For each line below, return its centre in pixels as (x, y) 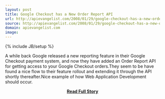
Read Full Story (82, 91)
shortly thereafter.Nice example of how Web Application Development (76, 77)
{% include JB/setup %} (29, 46)
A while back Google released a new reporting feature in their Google (75, 56)
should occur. (19, 82)
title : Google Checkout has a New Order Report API (59, 14)
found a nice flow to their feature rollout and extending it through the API (79, 71)
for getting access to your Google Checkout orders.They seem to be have (80, 66)
